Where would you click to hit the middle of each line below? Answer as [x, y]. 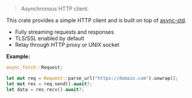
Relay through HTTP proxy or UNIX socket [67, 45]
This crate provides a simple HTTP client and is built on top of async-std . [97, 20]
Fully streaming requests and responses [64, 32]
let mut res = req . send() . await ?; [49, 84]
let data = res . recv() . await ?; [45, 90]
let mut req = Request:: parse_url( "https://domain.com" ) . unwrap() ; [92, 78]
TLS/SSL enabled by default [49, 38]
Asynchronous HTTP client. [55, 9]
